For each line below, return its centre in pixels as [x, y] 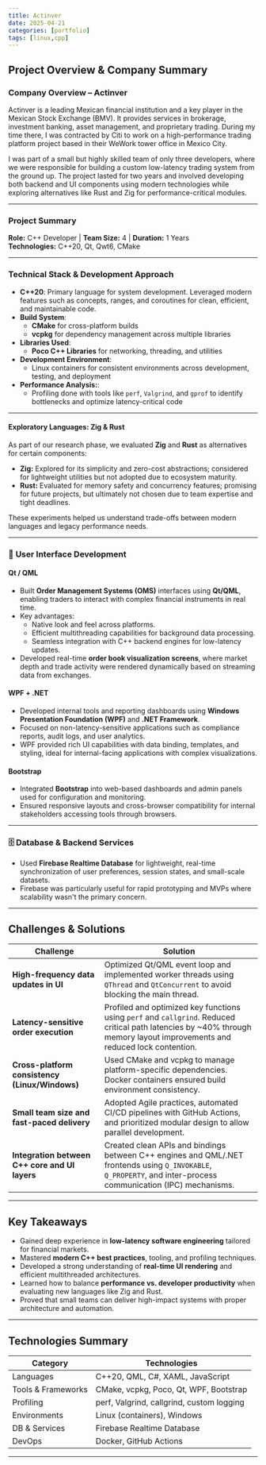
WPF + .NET [28, 693]
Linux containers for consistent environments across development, [140, 368]
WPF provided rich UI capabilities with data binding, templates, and [129, 745]
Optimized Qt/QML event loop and [167, 965]
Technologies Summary [68, 1341]
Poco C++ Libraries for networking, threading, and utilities [127, 351]
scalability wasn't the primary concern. [83, 896]
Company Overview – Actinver [68, 92]
